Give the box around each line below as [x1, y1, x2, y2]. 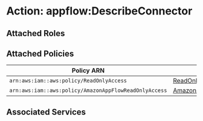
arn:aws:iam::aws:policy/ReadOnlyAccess [9, 77, 127, 84]
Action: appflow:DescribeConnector [6, 4, 193, 18]
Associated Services [6, 107, 86, 117]
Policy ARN [71, 66, 105, 75]
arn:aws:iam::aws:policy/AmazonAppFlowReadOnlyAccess [9, 87, 167, 94]
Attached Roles [6, 28, 65, 39]
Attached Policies [6, 48, 74, 58]
